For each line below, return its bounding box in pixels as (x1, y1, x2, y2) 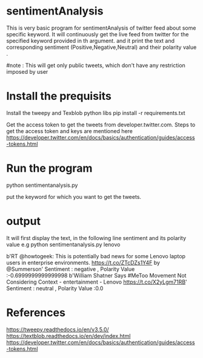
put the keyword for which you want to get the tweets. (6, 193, 141, 200)
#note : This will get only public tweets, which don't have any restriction (6, 62, 186, 69)
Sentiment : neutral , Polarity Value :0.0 (6, 284, 104, 291)
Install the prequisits (6, 89, 112, 103)
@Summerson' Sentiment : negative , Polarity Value (6, 265, 135, 273)
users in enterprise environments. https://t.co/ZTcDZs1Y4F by (6, 259, 161, 266)
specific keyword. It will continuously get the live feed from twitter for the (6, 30, 189, 37)
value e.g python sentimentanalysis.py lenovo (6, 241, 121, 248)
